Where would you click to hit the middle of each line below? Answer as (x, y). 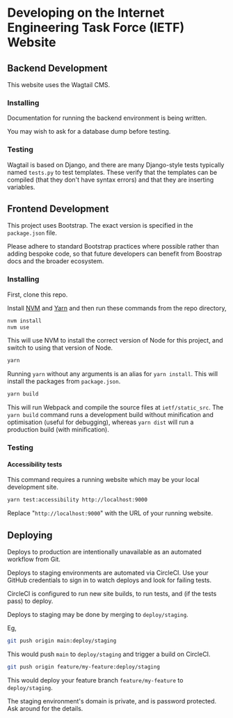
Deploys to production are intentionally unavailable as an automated (104, 552)
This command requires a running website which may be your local (103, 480)
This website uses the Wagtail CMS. (59, 85)
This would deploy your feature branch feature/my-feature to (95, 680)
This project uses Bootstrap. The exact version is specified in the (100, 226)
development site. (33, 487)
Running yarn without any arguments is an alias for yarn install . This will (113, 374)
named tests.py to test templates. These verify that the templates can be (112, 172)
